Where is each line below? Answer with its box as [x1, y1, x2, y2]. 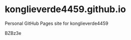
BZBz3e [5, 30, 21, 36]
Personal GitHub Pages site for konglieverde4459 [5, 20, 109, 26]
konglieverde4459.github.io [5, 4, 126, 15]
